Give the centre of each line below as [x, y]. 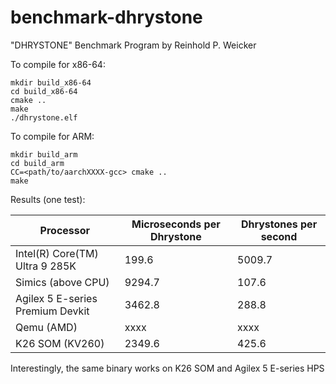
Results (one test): [48, 199]
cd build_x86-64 [44, 91]
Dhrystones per [279, 224]
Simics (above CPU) [62, 282]
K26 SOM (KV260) [60, 343]
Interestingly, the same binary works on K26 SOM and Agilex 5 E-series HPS [167, 368]
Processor [65, 230]
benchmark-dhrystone [106, 17]
